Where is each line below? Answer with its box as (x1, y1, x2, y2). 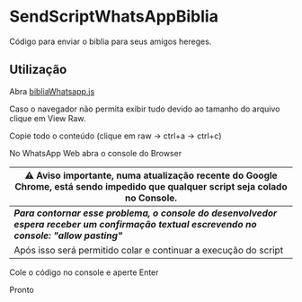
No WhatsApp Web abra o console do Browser (9, 147, 182, 158)
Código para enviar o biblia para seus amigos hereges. (9, 36, 212, 47)
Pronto (9, 284, 34, 295)
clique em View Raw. (9, 112, 86, 123)
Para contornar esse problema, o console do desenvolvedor (13, 207, 278, 219)
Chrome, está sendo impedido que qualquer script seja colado (14, 180, 288, 192)
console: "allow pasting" (13, 229, 123, 242)
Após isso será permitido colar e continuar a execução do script (13, 244, 284, 256)
